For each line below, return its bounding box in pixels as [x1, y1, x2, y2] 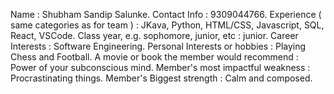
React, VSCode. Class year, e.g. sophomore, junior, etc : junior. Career [10, 30, 299, 41]
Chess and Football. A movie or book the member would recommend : [10, 51, 299, 63]
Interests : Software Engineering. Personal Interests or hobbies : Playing [10, 40, 307, 52]
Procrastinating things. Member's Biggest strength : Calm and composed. [10, 72, 313, 84]
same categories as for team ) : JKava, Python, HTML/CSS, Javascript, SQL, [10, 19, 325, 31]
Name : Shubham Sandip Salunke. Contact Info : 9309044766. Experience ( [10, 9, 322, 20]
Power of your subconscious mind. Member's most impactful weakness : [10, 62, 311, 73]
